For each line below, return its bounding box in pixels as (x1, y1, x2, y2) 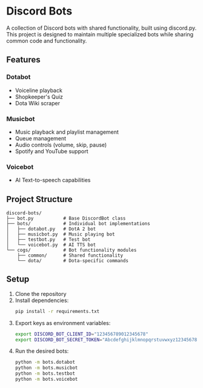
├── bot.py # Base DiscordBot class (6, 215, 126, 222)
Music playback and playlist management (15, 128, 119, 136)
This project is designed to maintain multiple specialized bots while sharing (6, 30, 194, 38)
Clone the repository (15, 290, 67, 297)
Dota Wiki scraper (15, 99, 61, 107)
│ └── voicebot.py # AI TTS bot (6, 242, 96, 248)
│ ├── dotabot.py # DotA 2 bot (6, 226, 96, 232)
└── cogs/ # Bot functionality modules (6, 247, 137, 254)
